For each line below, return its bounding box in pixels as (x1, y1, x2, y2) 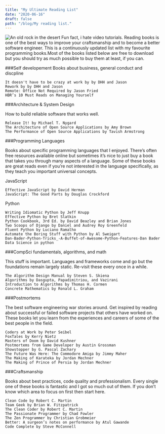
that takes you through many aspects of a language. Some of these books (5, 158, 156, 164)
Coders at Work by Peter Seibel (5, 330, 72, 335)
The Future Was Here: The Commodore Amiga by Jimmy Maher (5, 352, 127, 356)
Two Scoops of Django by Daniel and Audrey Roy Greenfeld (5, 223, 127, 228)
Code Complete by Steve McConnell (5, 424, 77, 430)
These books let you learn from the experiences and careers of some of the (5, 315, 160, 321)
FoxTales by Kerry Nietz (5, 334, 56, 339)
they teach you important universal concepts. (5, 168, 97, 174)
